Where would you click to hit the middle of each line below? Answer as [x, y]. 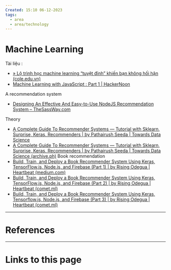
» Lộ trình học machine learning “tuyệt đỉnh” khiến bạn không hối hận [85, 73]
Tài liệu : [14, 64]
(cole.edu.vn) [27, 79]
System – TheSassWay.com [42, 110]
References [30, 230]
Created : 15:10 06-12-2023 [34, 10]
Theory [13, 119]
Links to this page [44, 260]
